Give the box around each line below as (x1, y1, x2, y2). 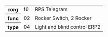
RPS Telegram (35, 6, 68, 13)
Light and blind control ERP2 (35, 23, 101, 30)
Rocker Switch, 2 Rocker (35, 15, 92, 21)
